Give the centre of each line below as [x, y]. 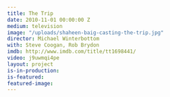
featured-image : [30, 83]
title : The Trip [30, 13]
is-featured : [26, 77]
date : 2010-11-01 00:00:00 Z [49, 20]
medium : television [35, 26]
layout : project [30, 64]
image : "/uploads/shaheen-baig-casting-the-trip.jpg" [86, 32]
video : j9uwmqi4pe [33, 58]
